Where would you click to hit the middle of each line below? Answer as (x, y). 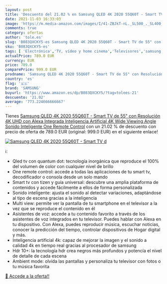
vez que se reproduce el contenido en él (54, 209)
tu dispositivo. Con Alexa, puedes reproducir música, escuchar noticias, (86, 225)
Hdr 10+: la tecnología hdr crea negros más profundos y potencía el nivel (87, 251)
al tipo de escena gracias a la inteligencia (54, 198)
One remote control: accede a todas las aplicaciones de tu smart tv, (82, 172)
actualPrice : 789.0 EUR (30, 56)
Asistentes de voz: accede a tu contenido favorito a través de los (79, 214)
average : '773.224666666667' (35, 102)
